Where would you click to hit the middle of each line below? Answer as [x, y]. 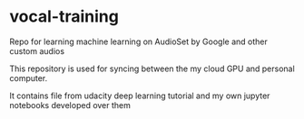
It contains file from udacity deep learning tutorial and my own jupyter [140, 96]
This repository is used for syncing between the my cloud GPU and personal [152, 69]
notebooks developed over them [70, 105]
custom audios [37, 50]
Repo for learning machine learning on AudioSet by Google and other [138, 41]
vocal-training [64, 17]
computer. [29, 78]
